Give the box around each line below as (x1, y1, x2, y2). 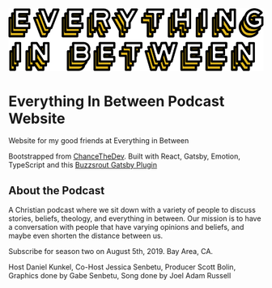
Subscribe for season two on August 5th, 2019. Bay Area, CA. (8, 247, 213, 256)
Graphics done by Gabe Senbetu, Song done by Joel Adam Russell (8, 271, 232, 281)
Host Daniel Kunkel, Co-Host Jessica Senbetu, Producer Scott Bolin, (8, 262, 236, 272)
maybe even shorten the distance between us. (8, 231, 164, 241)
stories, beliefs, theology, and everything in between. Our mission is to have (8, 214, 261, 223)
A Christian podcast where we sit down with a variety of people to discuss (8, 205, 257, 215)
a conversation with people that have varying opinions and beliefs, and (8, 222, 244, 232)
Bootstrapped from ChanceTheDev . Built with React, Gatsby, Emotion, (8, 151, 241, 161)
